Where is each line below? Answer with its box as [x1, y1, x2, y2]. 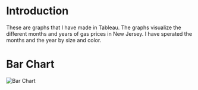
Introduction [6, 4, 69, 18]
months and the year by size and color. [6, 36, 102, 44]
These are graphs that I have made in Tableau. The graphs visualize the [6, 24, 181, 31]
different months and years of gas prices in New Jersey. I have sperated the [6, 30, 192, 37]
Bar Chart [6, 58, 55, 71]
